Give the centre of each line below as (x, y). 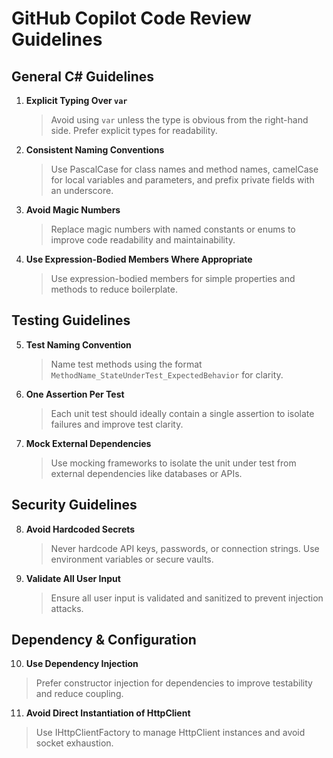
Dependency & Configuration (104, 640)
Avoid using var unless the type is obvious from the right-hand (179, 120)
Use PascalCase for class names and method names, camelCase (184, 169)
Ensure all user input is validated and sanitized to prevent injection (187, 598)
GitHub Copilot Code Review (131, 18)
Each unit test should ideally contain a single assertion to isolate (182, 413)
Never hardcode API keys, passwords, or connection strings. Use (185, 548)
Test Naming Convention (78, 344)
